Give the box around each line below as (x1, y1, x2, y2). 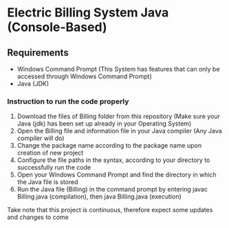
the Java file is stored (17, 178, 78, 186)
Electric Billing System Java (7, 5, 169, 21)
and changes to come (7, 213, 69, 221)
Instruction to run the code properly (7, 96, 129, 106)
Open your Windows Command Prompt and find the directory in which (17, 170, 217, 179)
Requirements (7, 47, 69, 58)
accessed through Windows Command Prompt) (17, 72, 153, 80)
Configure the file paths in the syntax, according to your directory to (17, 156, 210, 164)
